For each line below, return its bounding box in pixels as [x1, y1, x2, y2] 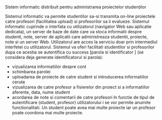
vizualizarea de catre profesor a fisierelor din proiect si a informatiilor [12, 84, 150, 90]
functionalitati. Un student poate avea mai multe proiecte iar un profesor [12, 105, 156, 110]
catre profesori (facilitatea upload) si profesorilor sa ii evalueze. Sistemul [5, 19, 149, 24]
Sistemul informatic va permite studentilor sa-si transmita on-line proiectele [5, 13, 156, 19]
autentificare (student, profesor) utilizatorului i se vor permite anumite [12, 100, 151, 105]
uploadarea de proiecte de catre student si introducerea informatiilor [12, 74, 149, 80]
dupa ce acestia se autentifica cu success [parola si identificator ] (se [5, 49, 144, 55]
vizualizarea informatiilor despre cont [12, 64, 87, 69]
